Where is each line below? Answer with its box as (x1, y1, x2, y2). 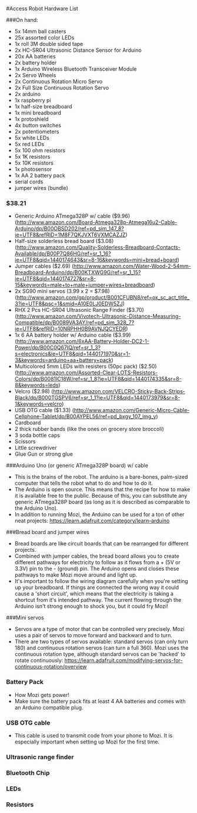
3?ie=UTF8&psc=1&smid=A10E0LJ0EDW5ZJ (14, 300, 123, 307)
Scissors (14, 438, 36, 445)
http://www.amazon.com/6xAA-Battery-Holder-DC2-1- (16, 338, 150, 345)
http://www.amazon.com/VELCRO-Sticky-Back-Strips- (52, 388, 185, 395)
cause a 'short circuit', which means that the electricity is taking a (14, 590, 173, 597)
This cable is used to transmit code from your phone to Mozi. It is (14, 732, 173, 739)
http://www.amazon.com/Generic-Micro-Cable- (74, 407, 190, 414)
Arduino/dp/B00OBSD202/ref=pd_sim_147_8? (14, 225, 125, 232)
